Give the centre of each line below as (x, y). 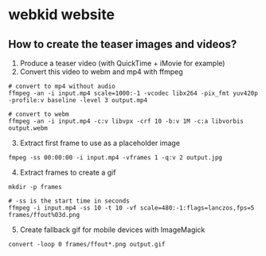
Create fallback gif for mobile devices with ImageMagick (112, 230)
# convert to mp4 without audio (62, 86)
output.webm (28, 128)
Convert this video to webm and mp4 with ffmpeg (101, 72)
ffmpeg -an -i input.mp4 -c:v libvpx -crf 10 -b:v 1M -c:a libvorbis (126, 121)
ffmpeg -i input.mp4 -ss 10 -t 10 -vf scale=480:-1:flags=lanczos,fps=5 (131, 208)
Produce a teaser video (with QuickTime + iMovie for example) (122, 63)
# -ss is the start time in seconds (69, 201)
